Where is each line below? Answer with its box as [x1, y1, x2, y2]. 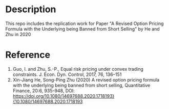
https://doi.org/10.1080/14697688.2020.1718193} [12, 93, 115, 99]
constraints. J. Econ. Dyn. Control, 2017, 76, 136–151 [12, 71, 122, 77]
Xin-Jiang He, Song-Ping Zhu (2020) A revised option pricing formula [12, 76, 160, 83]
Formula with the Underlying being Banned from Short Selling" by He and [5, 25, 160, 32]
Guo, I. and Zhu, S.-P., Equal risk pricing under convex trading [12, 66, 143, 72]
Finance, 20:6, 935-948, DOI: [12, 88, 75, 94]
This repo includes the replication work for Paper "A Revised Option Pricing [5, 20, 164, 26]
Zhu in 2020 [5, 31, 31, 37]
